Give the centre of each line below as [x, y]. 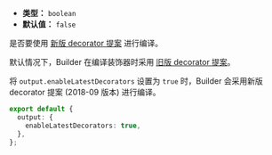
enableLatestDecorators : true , [83, 126]
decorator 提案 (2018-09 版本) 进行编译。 [85, 92]
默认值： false [49, 24]
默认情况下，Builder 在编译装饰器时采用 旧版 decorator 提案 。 [122, 62]
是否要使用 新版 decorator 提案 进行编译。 [86, 43]
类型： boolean [49, 13]
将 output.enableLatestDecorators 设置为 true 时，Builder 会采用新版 [136, 81]
